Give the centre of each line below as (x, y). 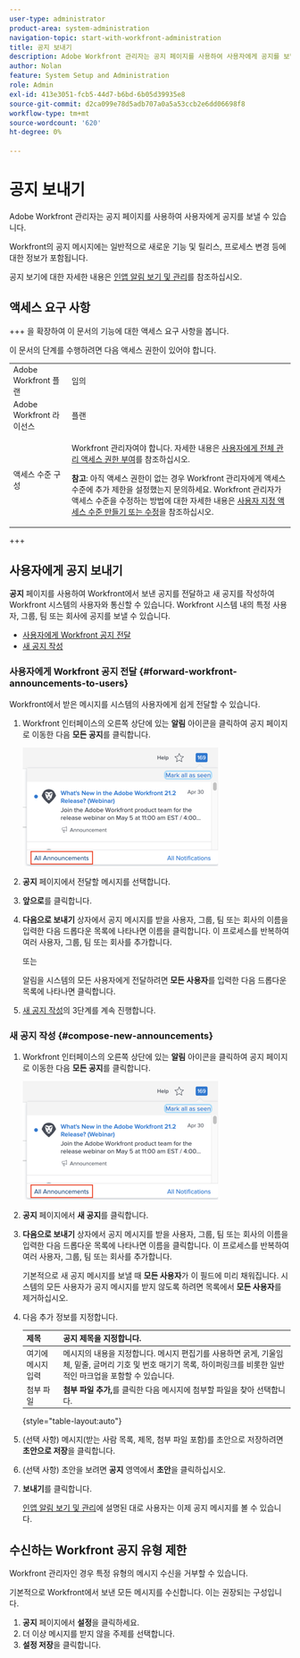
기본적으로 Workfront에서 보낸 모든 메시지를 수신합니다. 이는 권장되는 (130, 1593)
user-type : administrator (57, 19)
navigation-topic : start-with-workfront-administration (115, 38)
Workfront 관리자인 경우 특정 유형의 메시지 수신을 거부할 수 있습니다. (129, 1573)
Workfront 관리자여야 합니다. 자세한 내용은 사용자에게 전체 (173, 448)
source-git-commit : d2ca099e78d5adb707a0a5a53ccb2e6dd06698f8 (127, 104)
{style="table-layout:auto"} (72, 1421)
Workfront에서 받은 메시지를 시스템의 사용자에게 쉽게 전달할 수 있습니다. (135, 704)
